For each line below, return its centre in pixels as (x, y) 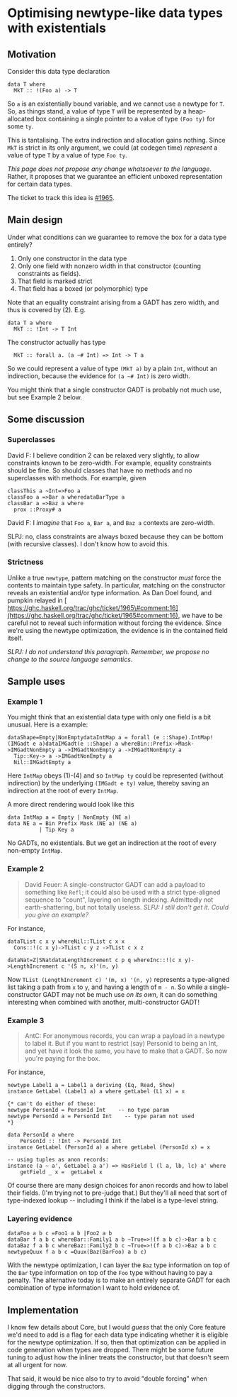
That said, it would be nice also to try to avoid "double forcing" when (107, 1379)
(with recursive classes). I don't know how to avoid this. (88, 543)
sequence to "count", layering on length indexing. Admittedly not (119, 900)
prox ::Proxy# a (37, 509)
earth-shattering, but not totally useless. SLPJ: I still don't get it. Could (127, 907)
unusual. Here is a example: (48, 724)
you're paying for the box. (62, 1059)
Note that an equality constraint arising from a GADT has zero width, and (113, 302)
